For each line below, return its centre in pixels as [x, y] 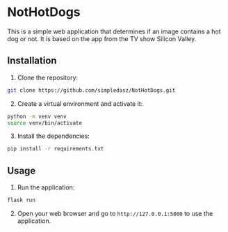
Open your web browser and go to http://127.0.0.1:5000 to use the [115, 213]
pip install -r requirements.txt [56, 149]
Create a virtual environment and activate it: [80, 103]
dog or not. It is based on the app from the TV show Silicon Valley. [102, 38]
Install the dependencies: [54, 136]
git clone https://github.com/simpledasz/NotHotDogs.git [91, 90]
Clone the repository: [48, 77]
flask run [22, 200]
